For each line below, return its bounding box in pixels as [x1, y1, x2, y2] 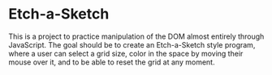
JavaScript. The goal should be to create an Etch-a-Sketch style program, [8, 40, 256, 49]
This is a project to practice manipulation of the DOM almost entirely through [8, 31, 265, 41]
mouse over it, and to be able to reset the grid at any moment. [8, 57, 215, 67]
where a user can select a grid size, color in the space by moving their [8, 48, 244, 58]
